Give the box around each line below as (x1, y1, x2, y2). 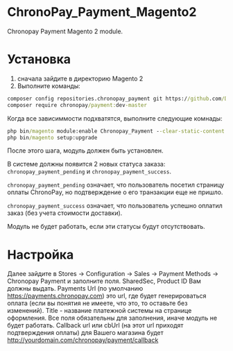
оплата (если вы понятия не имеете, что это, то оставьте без (7, 299, 188, 307)
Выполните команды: (17, 81, 81, 90)
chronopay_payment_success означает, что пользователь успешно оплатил (7, 202, 223, 210)
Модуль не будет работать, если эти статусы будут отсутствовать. (7, 223, 206, 231)
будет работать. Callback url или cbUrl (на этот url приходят (7, 321, 184, 329)
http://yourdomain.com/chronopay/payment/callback (7, 336, 159, 344)
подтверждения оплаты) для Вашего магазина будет (7, 329, 164, 337)
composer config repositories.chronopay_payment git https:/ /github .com (7, 95, 222, 102)
